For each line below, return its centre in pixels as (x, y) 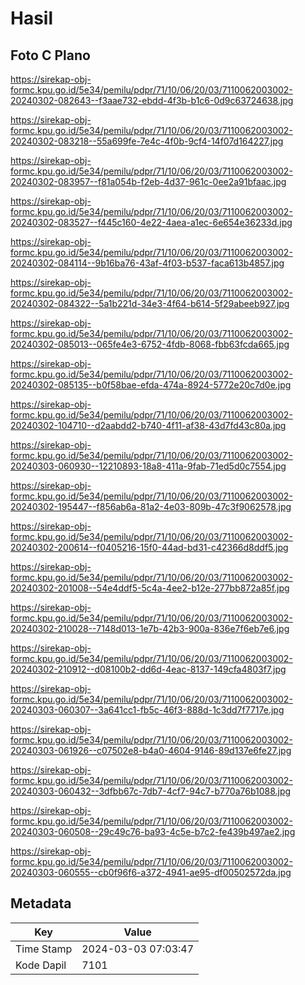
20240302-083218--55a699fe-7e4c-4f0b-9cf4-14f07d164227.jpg (147, 141)
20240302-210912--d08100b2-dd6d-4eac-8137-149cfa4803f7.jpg (148, 669)
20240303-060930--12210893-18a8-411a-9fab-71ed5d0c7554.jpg (148, 466)
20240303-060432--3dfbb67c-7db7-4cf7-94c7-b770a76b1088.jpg (151, 791)
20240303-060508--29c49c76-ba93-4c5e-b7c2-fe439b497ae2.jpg (153, 831)
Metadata (41, 903)
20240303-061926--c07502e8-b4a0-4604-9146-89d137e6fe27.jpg (151, 750)
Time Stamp (44, 949)
